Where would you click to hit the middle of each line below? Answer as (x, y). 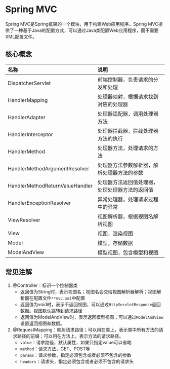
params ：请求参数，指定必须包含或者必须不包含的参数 (76, 355)
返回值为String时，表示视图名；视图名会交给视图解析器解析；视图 (88, 291)
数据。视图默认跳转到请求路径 (51, 311)
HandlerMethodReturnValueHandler (50, 186)
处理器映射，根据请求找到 (128, 96)
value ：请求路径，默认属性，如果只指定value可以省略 (76, 342)
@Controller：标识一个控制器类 (45, 285)
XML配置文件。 (21, 36)
